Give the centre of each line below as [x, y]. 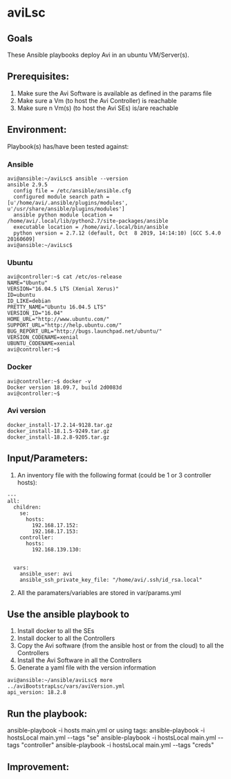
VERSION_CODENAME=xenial [43, 338]
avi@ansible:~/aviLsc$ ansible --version [68, 178]
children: [27, 507]
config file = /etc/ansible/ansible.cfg [72, 191]
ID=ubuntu [21, 295]
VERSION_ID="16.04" [35, 313]
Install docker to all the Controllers [66, 639]
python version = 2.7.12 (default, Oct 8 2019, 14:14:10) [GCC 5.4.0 [117, 233]
